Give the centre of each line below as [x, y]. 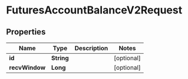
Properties [26, 32]
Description [91, 48]
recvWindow [27, 68]
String [60, 58]
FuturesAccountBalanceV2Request [94, 10]
